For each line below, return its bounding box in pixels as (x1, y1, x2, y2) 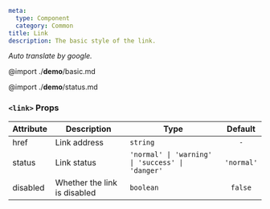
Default (226, 123, 256, 134)
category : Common (15, 22, 74, 30)
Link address (55, 137, 104, 148)
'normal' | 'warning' (129, 150, 213, 159)
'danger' (129, 166, 163, 175)
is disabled (55, 186, 96, 198)
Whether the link (55, 177, 118, 188)
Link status (55, 157, 96, 168)
